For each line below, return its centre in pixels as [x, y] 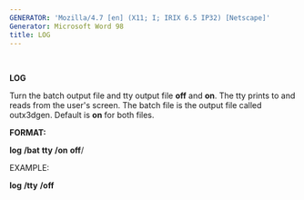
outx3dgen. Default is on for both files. [82, 115]
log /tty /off [32, 185]
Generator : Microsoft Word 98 [67, 26]
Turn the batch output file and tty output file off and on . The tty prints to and [152, 95]
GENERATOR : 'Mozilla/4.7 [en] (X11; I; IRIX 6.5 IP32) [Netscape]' [140, 18]
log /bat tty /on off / [47, 150]
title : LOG [30, 35]
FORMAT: [28, 133]
